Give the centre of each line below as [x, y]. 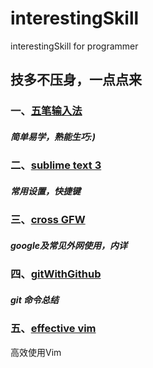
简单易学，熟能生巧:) [53, 136]
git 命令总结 [35, 299]
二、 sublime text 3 [56, 165]
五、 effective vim [53, 329]
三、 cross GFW [48, 220]
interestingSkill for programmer [74, 46]
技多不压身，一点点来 [76, 80]
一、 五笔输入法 [46, 111]
